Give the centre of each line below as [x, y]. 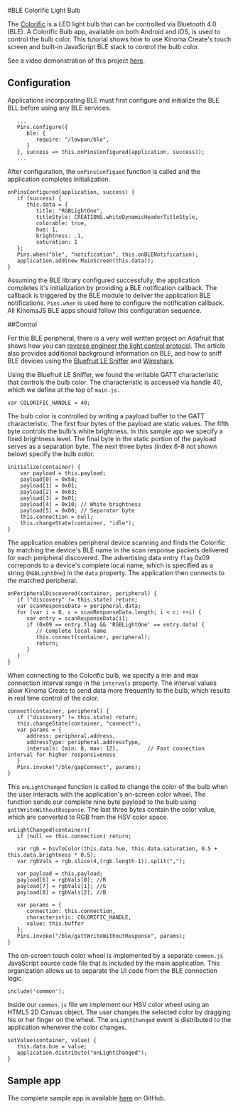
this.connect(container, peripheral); [93, 637]
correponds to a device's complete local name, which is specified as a [110, 565]
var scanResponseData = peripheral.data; [79, 606]
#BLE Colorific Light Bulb [44, 10]
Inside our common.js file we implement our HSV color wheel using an [108, 1004]
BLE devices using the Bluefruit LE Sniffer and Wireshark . [91, 361]
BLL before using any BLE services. [59, 108]
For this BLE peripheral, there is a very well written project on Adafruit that [116, 338]
